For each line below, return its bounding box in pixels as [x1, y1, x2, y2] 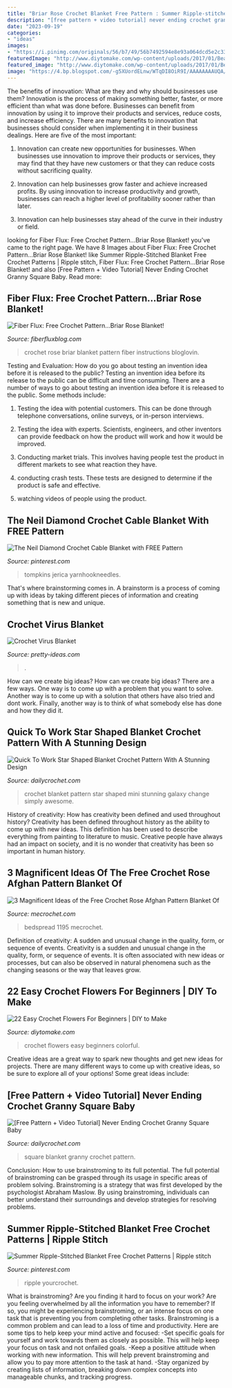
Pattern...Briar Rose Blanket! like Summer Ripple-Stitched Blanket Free [7, 250, 207, 259]
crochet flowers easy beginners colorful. [23, 1041, 140, 1050]
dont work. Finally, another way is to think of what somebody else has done [7, 699, 222, 707]
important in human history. [7, 847, 86, 855]
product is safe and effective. [17, 481, 101, 490]
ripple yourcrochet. [23, 1279, 79, 1286]
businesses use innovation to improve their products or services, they [17, 151, 216, 160]
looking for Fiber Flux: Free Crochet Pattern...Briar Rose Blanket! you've [7, 235, 211, 244]
